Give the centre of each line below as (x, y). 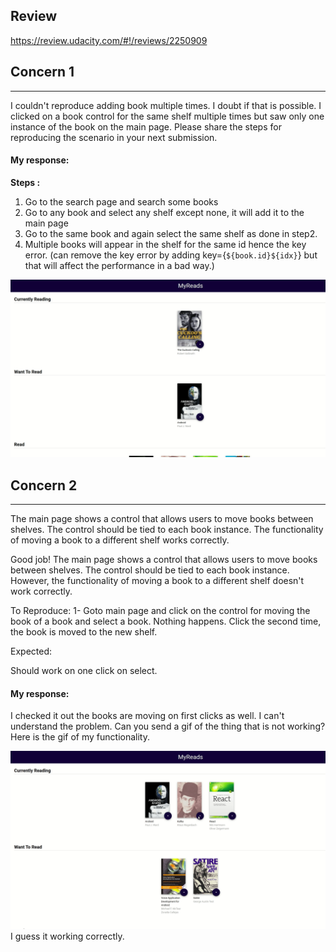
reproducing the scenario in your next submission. (114, 137)
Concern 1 (42, 72)
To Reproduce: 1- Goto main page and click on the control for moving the (160, 611)
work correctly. (41, 591)
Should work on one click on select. (84, 671)
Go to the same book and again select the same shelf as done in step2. (171, 233)
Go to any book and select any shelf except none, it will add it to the (164, 212)
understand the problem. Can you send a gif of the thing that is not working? (168, 726)
